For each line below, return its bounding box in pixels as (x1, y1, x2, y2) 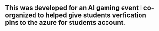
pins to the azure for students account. (5, 19, 125, 27)
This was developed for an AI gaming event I (5, 4, 142, 12)
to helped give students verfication (37, 11, 147, 20)
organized (5, 11, 36, 20)
